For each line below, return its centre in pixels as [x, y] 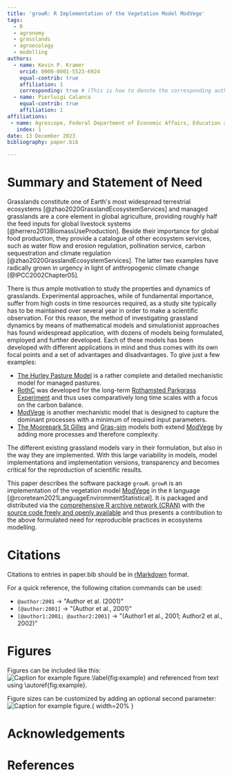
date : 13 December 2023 [41, 136]
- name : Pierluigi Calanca [52, 98]
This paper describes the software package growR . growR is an [95, 483]
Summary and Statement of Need [105, 182]
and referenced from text [183, 677]
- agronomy [29, 33]
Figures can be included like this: [54, 670]
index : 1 [29, 129]
